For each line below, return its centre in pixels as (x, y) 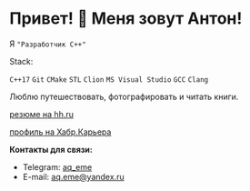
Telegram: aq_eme (57, 166)
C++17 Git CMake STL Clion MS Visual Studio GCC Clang (109, 80)
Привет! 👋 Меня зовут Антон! (126, 19)
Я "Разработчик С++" (48, 44)
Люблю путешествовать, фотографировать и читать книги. (124, 96)
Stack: (21, 61)
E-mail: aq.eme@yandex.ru (73, 176)
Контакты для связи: (51, 149)
